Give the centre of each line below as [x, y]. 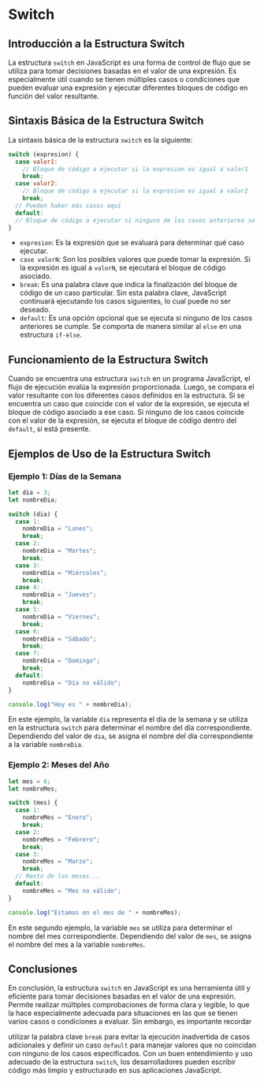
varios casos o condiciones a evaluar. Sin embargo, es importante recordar [130, 1021]
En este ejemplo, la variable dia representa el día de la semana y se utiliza [128, 719]
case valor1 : [37, 162]
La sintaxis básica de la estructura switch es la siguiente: [100, 140]
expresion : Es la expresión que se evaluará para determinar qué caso [132, 243]
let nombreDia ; [33, 500]
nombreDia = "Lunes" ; [58, 529]
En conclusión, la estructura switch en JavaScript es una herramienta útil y [129, 988]
